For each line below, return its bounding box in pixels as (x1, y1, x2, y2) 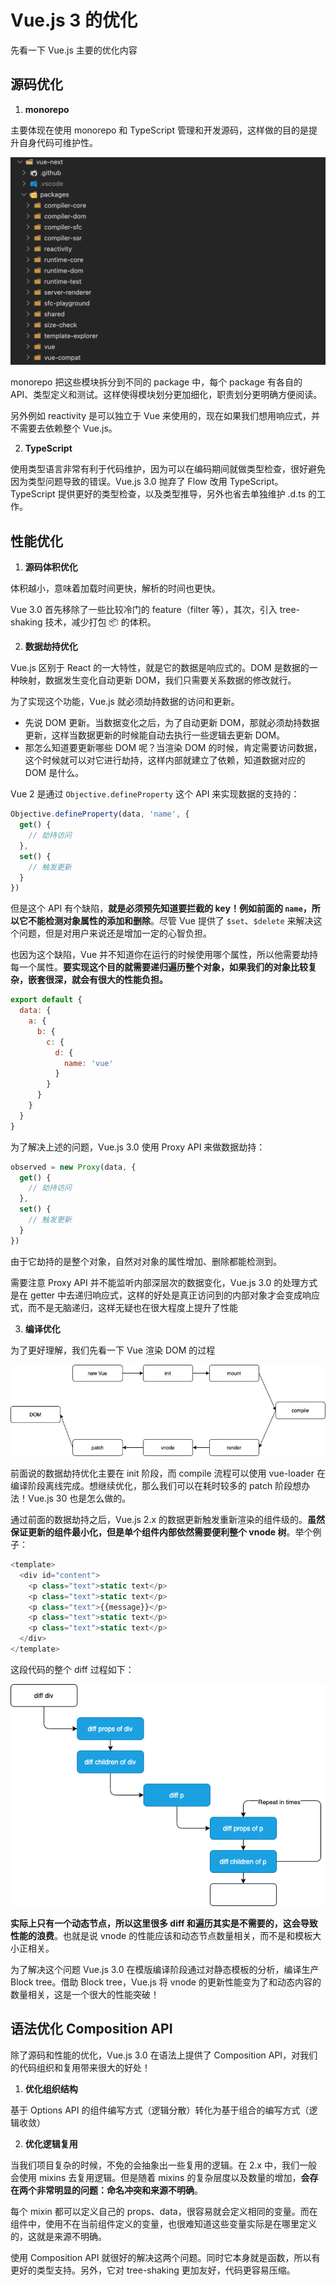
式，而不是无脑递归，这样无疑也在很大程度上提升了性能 (10, 1301, 238, 1313)
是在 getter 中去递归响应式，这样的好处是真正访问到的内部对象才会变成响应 (10, 1289, 321, 1301)
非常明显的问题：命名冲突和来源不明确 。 (36, 2184, 203, 2196)
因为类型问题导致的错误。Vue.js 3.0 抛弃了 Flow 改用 (10, 476, 228, 488)
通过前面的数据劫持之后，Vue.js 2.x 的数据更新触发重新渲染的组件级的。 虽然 (10, 1514, 326, 1526)
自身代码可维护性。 (18, 136, 98, 148)
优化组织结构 (24, 2082, 78, 2095)
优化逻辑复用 (24, 2137, 78, 2150)
